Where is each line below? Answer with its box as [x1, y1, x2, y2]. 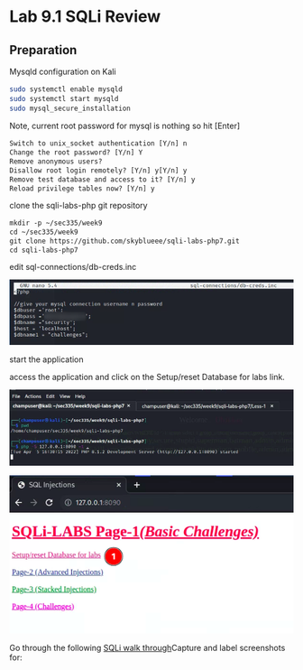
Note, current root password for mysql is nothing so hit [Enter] [9, 120, 241, 131]
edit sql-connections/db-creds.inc [9, 261, 137, 272]
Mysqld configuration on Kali [9, 66, 116, 77]
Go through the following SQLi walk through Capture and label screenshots [9, 643, 286, 654]
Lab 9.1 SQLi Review [9, 6, 161, 27]
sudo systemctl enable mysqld [9, 85, 124, 94]
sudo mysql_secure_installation [9, 104, 131, 113]
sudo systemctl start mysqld [9, 94, 119, 103]
